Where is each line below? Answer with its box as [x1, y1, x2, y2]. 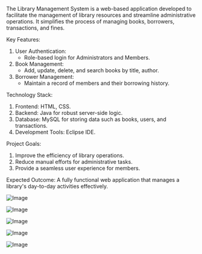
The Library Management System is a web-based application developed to [6, 5, 192, 12]
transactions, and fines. [6, 24, 65, 31]
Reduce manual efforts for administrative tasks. [14, 158, 133, 165]
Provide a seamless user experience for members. [14, 165, 140, 172]
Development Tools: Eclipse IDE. [14, 129, 96, 135]
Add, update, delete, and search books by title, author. [24, 67, 159, 74]
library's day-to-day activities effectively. [6, 183, 109, 190]
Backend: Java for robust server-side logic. [14, 110, 123, 116]
